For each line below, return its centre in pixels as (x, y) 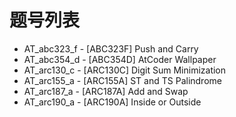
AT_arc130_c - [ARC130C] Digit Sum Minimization (125, 70)
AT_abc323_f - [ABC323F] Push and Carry (111, 48)
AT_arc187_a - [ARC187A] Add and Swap (106, 91)
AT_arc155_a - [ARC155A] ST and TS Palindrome (122, 80)
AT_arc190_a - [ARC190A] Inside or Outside (112, 102)
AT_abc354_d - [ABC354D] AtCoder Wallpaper (120, 59)
